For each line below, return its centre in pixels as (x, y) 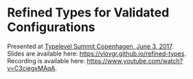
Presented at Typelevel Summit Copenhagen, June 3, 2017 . (90, 46)
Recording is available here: (46, 60)
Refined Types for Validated (88, 13)
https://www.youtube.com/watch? (135, 60)
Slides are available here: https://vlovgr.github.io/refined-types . (97, 54)
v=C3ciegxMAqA (31, 68)
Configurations (51, 27)
